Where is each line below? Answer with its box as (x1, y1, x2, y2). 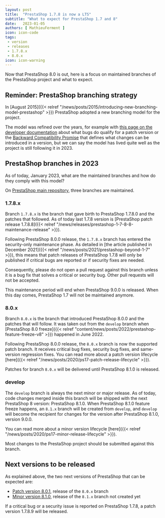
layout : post (5, 7, 32, 12)
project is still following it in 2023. (5, 145, 73, 151)
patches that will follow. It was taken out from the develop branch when (5, 321, 149, 327)
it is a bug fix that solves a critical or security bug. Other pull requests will (5, 272, 154, 278)
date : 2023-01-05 (5, 21, 45, 26)
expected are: (5, 478, 33, 484)
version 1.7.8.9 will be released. (5, 508, 68, 514)
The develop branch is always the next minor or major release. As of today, (5, 390, 157, 396)
